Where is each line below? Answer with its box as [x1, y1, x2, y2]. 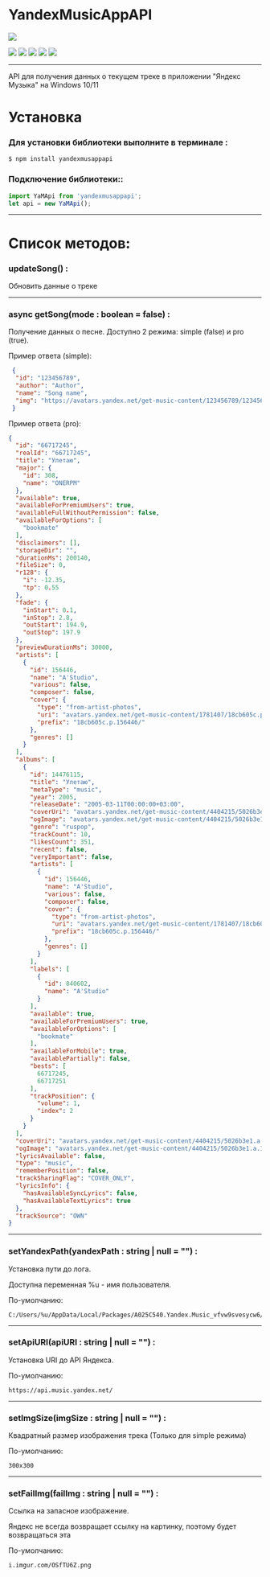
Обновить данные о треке [8, 281, 98, 290]
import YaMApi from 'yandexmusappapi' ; [8, 191, 142, 200]
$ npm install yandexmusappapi [8, 155, 113, 163]
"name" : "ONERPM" [22, 478, 81, 487]
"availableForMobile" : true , [29, 1047, 128, 1055]
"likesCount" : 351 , [29, 838, 95, 846]
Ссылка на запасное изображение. [8, 1506, 129, 1516]
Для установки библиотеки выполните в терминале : [8, 137, 228, 148]
